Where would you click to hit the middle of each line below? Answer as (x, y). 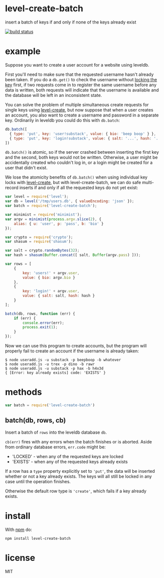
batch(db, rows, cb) (35, 421)
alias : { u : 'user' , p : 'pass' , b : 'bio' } (59, 224)
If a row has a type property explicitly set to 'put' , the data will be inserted (80, 471)
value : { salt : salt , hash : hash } (59, 296)
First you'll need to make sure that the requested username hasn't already (79, 74)
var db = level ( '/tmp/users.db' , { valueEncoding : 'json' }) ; (70, 201)
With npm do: (19, 530)
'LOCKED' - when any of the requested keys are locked (68, 456)
